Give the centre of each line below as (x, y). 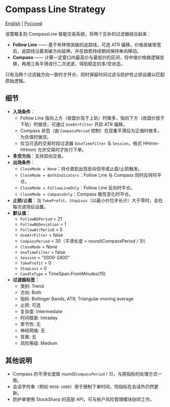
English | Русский (24, 23)
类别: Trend (32, 286)
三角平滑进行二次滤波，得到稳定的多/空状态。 (78, 63)
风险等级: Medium (39, 343)
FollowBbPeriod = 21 (41, 219)
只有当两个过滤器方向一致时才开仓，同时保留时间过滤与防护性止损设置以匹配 (85, 74)
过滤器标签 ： (26, 280)
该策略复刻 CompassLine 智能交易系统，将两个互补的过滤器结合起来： (78, 33)
